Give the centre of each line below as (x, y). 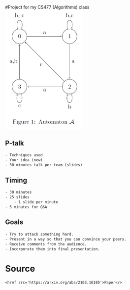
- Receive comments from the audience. (46, 244)
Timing (16, 180)
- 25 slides (17, 197)
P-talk (15, 143)
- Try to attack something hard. (39, 234)
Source (20, 268)
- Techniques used (24, 155)
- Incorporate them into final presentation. (52, 249)
